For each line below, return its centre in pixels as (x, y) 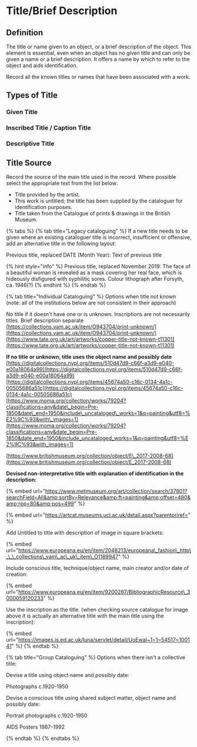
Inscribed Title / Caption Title (49, 128)
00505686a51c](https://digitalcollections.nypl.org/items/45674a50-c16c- (95, 388)
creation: (17, 574)
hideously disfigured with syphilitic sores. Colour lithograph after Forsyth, (95, 278)
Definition (24, 33)
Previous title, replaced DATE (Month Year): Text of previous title (84, 255)
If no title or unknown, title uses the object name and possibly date (89, 357)
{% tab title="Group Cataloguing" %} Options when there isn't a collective (96, 657)
